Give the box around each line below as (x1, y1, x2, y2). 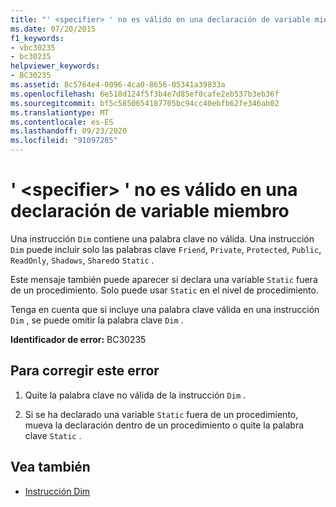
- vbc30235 (10, 42, 56, 53)
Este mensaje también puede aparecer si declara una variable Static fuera (10, 273, 318, 285)
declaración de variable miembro (10, 200, 290, 223)
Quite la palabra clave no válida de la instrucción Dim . (24, 389, 247, 401)
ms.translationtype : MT (10, 107, 110, 118)
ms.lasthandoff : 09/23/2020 (10, 126, 128, 136)
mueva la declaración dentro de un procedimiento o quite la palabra (24, 419, 305, 431)
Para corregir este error (10, 362, 160, 380)
